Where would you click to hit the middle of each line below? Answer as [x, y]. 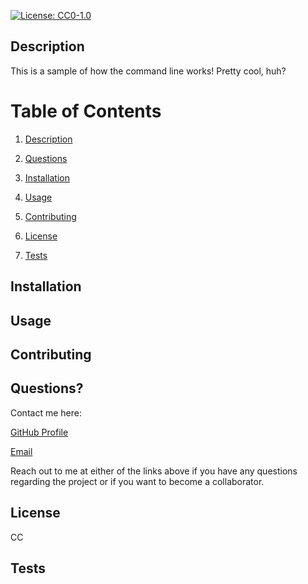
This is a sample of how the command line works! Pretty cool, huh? [148, 71]
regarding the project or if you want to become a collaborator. [137, 481]
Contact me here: [46, 412]
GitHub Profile [39, 432]
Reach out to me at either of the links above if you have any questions [154, 471]
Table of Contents [86, 111]
